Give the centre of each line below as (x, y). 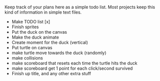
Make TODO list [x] (31, 22)
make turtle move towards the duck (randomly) (59, 53)
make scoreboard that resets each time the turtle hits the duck (74, 63)
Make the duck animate (35, 37)
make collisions (27, 58)
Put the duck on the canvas (39, 32)
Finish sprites (25, 27)
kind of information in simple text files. (43, 12)
